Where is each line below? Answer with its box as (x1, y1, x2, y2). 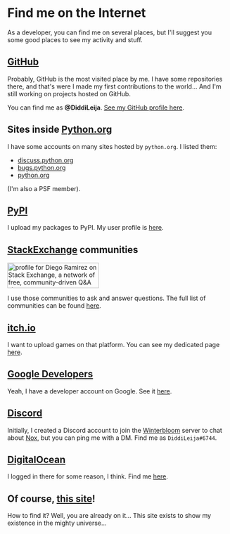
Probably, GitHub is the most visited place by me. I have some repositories (7, 74, 223, 83)
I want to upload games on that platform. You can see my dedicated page (7, 341, 220, 349)
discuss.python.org (17, 156, 74, 164)
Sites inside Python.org (7, 124, 113, 136)
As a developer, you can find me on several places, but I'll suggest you (7, 28, 212, 37)
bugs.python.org (17, 163, 66, 171)
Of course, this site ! (7, 493, 96, 504)
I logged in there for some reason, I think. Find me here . (7, 472, 169, 481)
